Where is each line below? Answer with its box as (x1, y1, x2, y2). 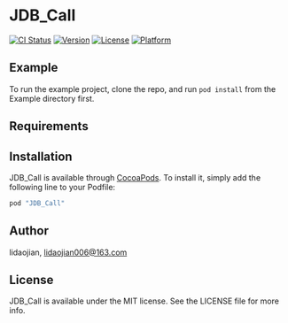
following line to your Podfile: (9, 181, 116, 192)
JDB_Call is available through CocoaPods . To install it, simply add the (9, 172, 261, 182)
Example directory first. (9, 93, 95, 104)
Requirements (9, 119, 89, 134)
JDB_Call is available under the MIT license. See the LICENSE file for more (9, 296, 279, 306)
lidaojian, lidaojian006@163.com (9, 247, 128, 258)
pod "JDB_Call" (9, 198, 66, 208)
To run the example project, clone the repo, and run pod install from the (9, 83, 276, 94)
